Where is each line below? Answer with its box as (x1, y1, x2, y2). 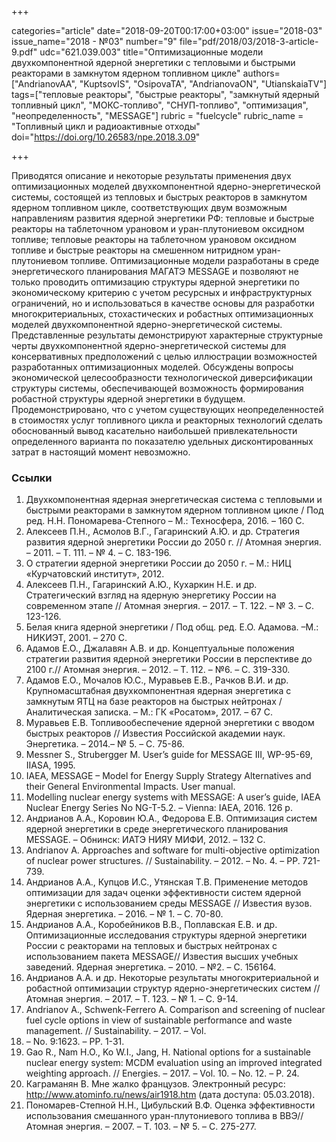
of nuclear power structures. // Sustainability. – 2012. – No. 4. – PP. (25, 855, 301, 867)
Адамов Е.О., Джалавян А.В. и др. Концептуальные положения (25, 642, 295, 655)
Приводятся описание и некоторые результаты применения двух (11, 170, 292, 181)
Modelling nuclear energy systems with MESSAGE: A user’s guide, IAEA (25, 791, 321, 803)
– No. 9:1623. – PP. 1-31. (25, 1036, 125, 1048)
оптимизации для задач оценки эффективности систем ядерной (25, 887, 302, 899)
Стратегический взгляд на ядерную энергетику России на (25, 589, 277, 601)
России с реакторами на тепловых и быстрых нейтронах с (25, 940, 278, 952)
